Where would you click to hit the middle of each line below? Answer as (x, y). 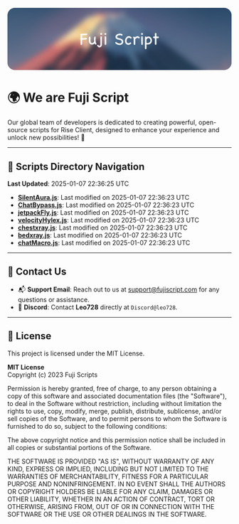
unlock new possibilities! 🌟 (46, 138)
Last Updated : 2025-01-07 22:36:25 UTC (68, 184)
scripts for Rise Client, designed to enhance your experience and (124, 130)
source (18, 130)
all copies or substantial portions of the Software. (79, 447)
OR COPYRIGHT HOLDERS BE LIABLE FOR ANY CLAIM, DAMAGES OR (110, 491)
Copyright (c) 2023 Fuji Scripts (53, 375)
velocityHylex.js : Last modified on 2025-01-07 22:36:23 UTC (108, 220)
